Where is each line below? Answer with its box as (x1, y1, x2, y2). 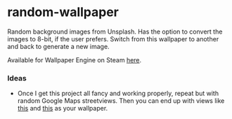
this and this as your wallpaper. (17, 104, 108, 113)
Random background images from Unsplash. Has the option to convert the (7, 27, 223, 36)
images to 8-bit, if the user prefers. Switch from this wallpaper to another (7, 34, 219, 43)
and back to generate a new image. (7, 42, 110, 50)
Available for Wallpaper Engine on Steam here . (7, 55, 142, 64)
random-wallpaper (7, 4, 120, 20)
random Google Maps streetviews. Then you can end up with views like (17, 97, 225, 105)
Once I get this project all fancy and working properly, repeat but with (17, 89, 219, 98)
